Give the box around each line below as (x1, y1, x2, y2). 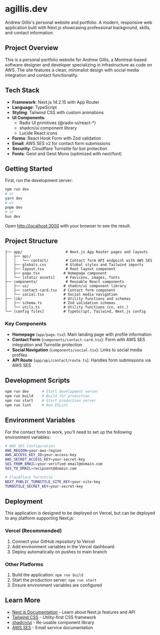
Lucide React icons (19, 130, 58, 136)
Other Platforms (5, 561, 44, 568)
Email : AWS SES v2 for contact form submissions (12, 140, 111, 146)
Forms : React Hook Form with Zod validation (12, 135, 102, 141)
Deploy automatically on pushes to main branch (12, 549, 107, 554)
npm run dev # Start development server (5, 389, 98, 394)
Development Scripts (5, 376, 70, 384)
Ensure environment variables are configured (12, 582, 102, 588)
